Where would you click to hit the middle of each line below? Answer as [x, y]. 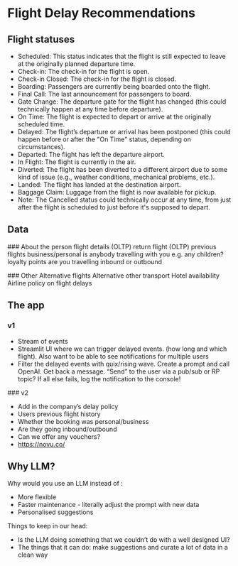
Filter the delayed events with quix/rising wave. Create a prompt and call [123, 364]
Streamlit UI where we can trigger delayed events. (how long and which [122, 349]
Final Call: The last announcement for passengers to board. [104, 94]
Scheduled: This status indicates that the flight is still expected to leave [121, 56]
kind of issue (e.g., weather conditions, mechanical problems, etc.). [116, 177]
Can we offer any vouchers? [59, 436]
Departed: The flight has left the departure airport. [91, 154]
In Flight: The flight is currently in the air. [77, 162]
